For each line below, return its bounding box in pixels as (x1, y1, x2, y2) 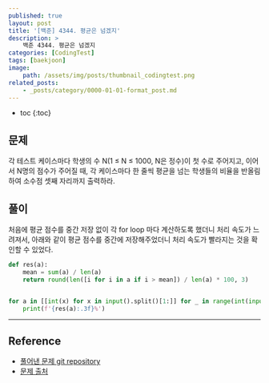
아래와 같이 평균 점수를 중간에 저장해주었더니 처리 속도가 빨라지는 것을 (31, 235, 250, 244)
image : (8, 64, 30, 72)
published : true (8, 11, 62, 20)
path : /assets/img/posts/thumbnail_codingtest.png (22, 71, 195, 79)
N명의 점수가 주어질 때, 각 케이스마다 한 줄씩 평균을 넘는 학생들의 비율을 (16, 166, 240, 176)
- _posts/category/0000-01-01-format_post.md (22, 86, 178, 95)
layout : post (8, 19, 52, 27)
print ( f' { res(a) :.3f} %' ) (22, 304, 106, 312)
